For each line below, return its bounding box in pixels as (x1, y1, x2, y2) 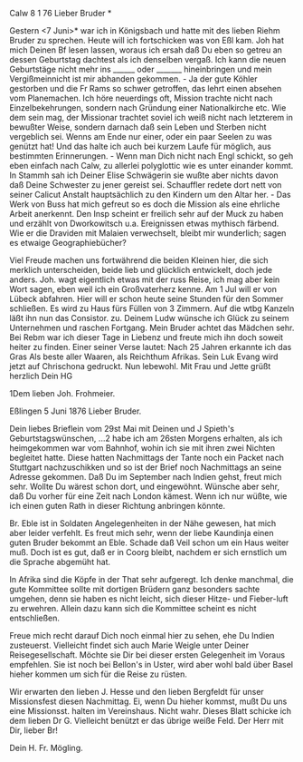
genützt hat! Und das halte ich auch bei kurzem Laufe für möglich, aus (9, 141, 271, 151)
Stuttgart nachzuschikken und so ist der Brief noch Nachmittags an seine (9, 462, 282, 473)
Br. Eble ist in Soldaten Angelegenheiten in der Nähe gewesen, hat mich (9, 518, 277, 529)
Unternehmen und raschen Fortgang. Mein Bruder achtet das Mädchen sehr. (9, 322, 295, 333)
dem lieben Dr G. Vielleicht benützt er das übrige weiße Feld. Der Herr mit (9, 716, 284, 726)
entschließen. (9, 612, 61, 623)
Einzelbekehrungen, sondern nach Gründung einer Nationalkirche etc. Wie (9, 103, 287, 112)
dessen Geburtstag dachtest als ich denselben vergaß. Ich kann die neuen (9, 54, 287, 64)
